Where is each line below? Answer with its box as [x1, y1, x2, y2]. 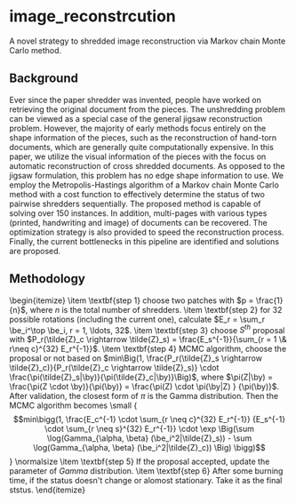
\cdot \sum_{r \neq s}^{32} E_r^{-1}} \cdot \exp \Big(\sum [44, 424, 255, 435]
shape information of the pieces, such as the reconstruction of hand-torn [9, 132, 277, 143]
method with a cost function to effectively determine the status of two [9, 188, 265, 199]
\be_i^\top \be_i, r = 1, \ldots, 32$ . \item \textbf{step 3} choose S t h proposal [9, 323, 285, 335]
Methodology [9, 271, 86, 286]
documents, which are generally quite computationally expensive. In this [9, 141, 274, 152]
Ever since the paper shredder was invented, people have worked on [9, 94, 262, 105]
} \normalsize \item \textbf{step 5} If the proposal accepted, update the [9, 456, 270, 467]
